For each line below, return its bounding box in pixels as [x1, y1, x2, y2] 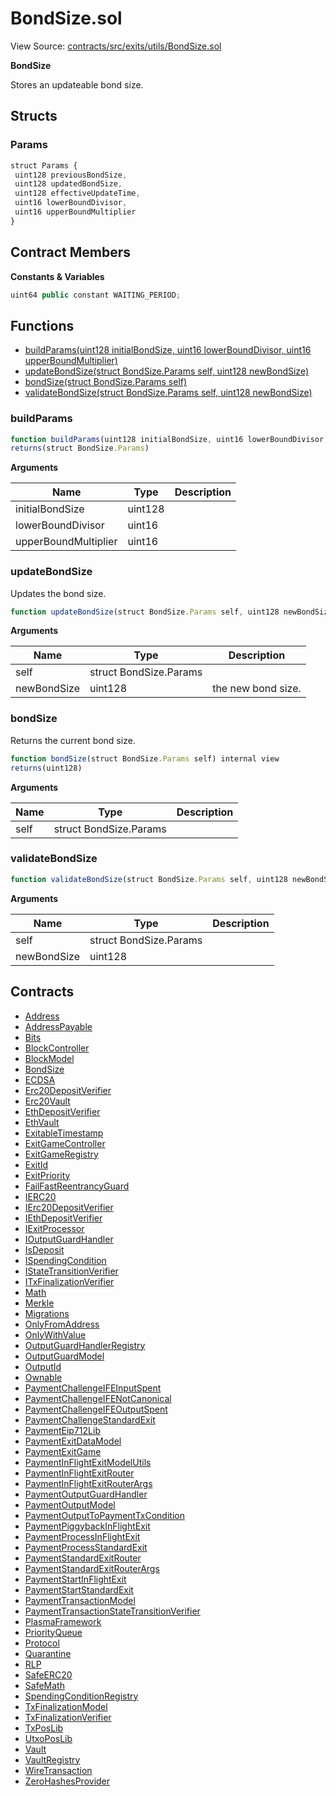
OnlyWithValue [24, 1328, 87, 1341]
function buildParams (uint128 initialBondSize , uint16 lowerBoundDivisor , [10, 434, 329, 444]
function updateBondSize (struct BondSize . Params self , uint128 [10, 607, 280, 617]
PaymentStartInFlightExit [24, 1573, 127, 1585]
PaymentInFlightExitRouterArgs [24, 1477, 153, 1489]
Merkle [24, 1297, 55, 1309]
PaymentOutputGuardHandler [24, 1488, 148, 1500]
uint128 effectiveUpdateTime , [14, 188, 141, 199]
